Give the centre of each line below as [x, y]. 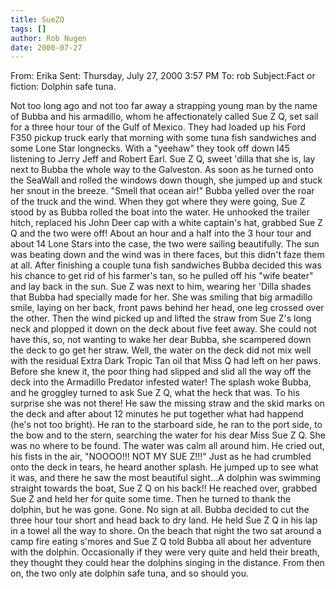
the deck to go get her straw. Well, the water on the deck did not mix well [161, 350]
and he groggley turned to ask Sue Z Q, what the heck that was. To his [155, 393]
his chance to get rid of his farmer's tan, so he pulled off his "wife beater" [162, 276]
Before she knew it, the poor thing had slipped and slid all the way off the [161, 372]
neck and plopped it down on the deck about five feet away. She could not [163, 329]
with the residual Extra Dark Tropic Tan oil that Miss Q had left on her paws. [166, 361]
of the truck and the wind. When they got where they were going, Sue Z [158, 202]
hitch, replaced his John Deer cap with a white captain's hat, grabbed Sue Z [166, 223]
